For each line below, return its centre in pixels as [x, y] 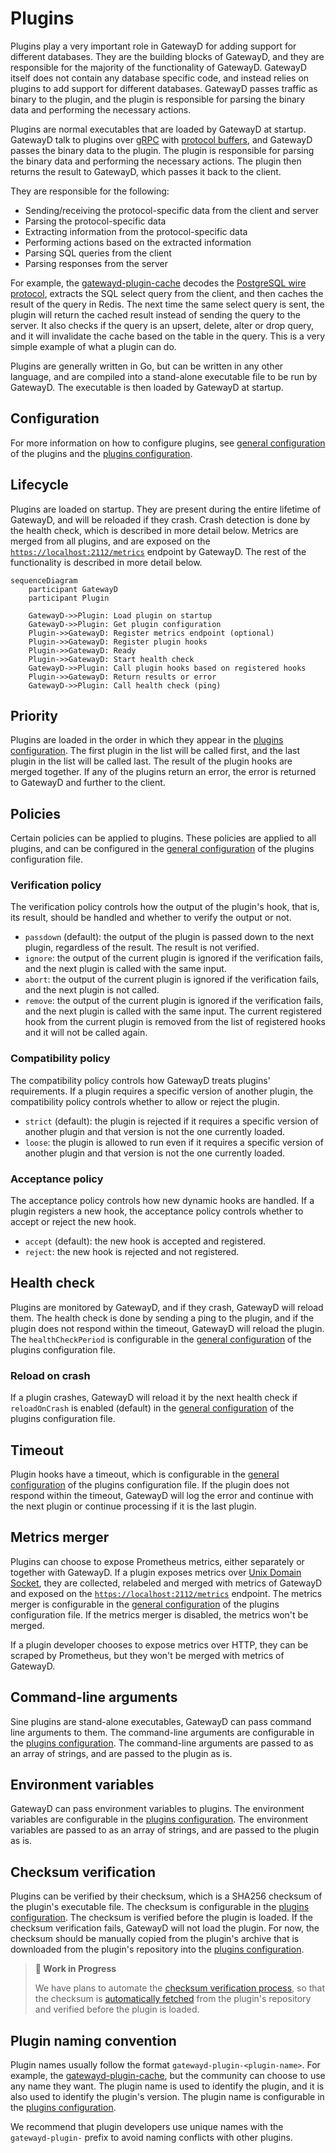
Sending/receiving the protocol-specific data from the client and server [172, 210]
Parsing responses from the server [96, 263]
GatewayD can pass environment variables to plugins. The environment [157, 1809]
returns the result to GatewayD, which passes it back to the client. [146, 171]
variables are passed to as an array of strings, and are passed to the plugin [165, 1830]
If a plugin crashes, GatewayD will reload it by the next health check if [154, 1398]
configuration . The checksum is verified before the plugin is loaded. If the [161, 1918]
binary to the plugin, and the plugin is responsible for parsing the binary [158, 99]
